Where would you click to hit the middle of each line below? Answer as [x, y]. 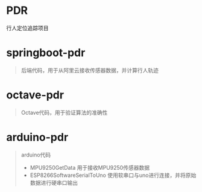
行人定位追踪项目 [27, 28]
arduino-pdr [37, 137]
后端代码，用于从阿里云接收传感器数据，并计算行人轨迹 [90, 70]
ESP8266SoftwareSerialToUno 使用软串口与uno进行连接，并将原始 [113, 175]
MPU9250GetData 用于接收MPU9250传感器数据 [90, 167]
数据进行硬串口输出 [54, 182]
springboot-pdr [46, 53]
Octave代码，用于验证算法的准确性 [64, 112]
